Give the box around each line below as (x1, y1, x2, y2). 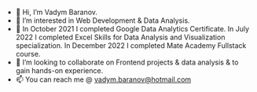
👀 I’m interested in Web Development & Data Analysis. (15, 16, 190, 25)
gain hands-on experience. (15, 66, 104, 75)
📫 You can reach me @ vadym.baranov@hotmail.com (15, 75, 192, 84)
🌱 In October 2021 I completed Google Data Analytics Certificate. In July (15, 24, 250, 33)
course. (15, 50, 41, 58)
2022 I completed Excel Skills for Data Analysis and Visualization (15, 32, 226, 42)
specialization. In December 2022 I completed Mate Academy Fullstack (15, 41, 247, 50)
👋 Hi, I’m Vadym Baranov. (15, 8, 98, 17)
